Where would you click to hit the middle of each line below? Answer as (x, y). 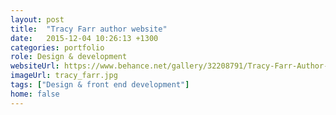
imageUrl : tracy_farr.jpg (64, 76)
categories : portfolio (57, 47)
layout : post (37, 19)
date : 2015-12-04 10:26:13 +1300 (84, 38)
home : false (35, 94)
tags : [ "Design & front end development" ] (100, 85)
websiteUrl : (35, 66)
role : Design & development (69, 57)
